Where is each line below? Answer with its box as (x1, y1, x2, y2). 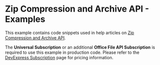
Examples (5, 14, 45, 25)
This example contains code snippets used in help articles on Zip (5, 30, 134, 35)
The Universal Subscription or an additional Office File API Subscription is (5, 44, 156, 50)
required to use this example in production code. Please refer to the (5, 49, 140, 55)
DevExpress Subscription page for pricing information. (5, 54, 114, 60)
